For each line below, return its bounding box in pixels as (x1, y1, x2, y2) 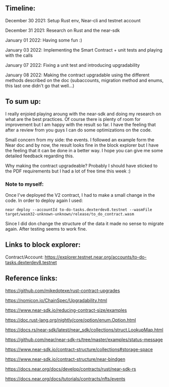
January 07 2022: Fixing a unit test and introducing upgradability (5, 62, 140, 68)
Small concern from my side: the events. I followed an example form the (5, 137, 155, 143)
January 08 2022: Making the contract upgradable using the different (5, 72, 150, 78)
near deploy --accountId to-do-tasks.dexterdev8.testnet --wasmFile (5, 207, 152, 212)
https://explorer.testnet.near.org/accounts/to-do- (44, 254, 147, 260)
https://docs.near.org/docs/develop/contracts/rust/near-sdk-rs (5, 366, 136, 372)
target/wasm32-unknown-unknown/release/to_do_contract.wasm (5, 211, 135, 217)
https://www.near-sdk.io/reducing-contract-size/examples (5, 307, 127, 313)
